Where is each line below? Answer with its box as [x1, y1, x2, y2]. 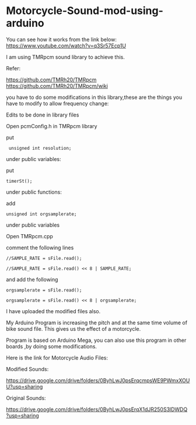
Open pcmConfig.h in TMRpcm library [6, 122, 97, 129]
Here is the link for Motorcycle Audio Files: [6, 354, 108, 361]
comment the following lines [6, 244, 74, 251]
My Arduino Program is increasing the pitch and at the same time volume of [6, 319, 188, 326]
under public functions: [6, 188, 62, 196]
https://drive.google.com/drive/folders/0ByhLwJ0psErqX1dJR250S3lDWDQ [6, 406, 188, 413]
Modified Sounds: [6, 365, 49, 372]
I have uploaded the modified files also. [6, 307, 101, 314]
